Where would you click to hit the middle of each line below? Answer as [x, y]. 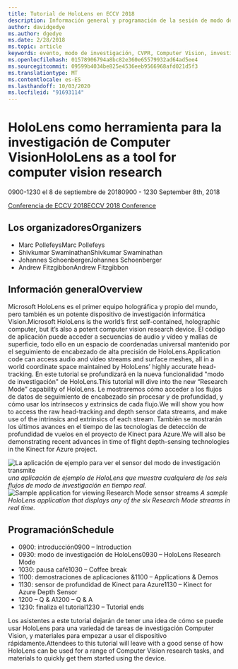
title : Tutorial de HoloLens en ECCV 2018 [71, 14]
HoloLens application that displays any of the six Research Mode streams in [119, 500]
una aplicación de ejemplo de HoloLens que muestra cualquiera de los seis [118, 478]
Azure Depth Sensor [48, 592]
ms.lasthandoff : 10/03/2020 [49, 86]
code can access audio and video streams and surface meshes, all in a [111, 359]
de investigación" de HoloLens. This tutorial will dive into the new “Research [118, 381]
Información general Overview [76, 290]
